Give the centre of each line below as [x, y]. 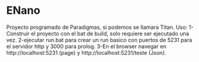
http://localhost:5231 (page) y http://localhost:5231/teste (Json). [86, 52]
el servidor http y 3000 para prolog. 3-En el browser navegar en [86, 46]
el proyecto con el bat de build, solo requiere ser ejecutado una [110, 33]
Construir [18, 33]
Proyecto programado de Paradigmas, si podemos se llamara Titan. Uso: [97, 27]
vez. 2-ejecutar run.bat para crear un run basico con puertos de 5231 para [99, 40]
